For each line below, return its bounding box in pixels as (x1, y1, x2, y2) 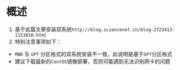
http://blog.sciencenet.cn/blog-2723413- (71, 27, 175, 33)
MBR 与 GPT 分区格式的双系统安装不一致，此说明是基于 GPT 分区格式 (14, 50, 173, 57)
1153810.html (14, 32, 47, 38)
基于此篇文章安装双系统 (14, 26, 72, 33)
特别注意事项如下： (14, 38, 62, 45)
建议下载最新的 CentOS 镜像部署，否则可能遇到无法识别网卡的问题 (14, 58, 171, 65)
